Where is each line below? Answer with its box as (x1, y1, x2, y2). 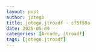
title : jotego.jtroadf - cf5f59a (6, 20, 91, 26)
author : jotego (6, 14, 45, 20)
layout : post (6, 8, 39, 15)
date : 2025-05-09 (6, 25, 50, 32)
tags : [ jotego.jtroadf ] (6, 36, 66, 42)
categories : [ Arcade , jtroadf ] (6, 31, 85, 37)
